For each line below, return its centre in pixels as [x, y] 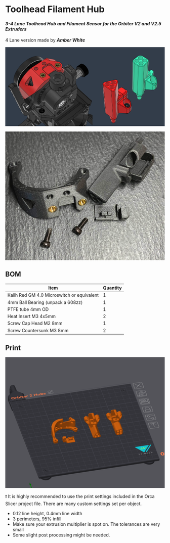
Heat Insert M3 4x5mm [32, 316]
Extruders [16, 29]
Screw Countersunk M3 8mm [38, 330]
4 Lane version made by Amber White [45, 40]
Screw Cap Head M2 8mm [35, 323]
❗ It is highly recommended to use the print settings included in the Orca [80, 496]
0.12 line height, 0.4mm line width [47, 514]
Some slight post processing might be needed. [61, 535]
